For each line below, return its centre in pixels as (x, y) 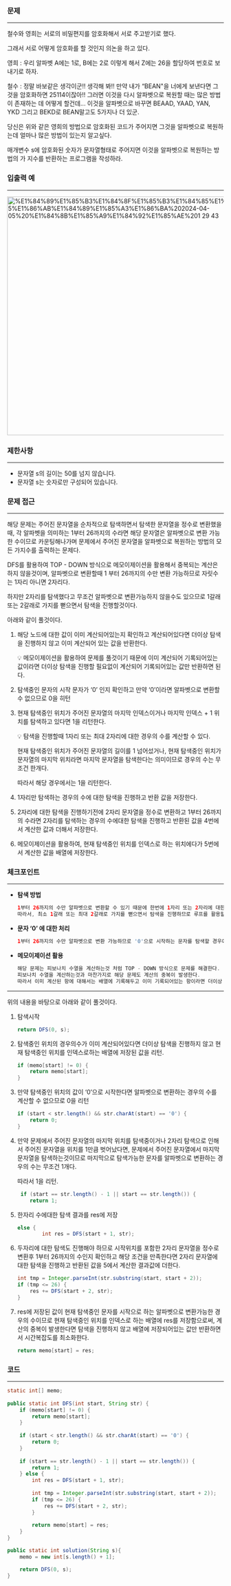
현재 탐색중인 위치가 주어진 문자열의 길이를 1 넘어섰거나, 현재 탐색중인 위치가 (119, 751)
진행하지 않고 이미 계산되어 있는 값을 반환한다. (86, 643)
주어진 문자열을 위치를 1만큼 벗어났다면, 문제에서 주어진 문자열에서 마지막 (122, 1149)
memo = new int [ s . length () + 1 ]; (67, 1557)
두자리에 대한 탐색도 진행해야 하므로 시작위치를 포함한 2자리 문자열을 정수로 (118, 1248)
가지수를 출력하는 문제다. (47, 550)
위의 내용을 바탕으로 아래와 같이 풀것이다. (62, 1002)
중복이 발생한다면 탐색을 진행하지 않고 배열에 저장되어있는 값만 (113, 1329)
